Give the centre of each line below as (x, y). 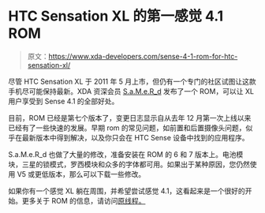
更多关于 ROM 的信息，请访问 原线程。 (84, 200)
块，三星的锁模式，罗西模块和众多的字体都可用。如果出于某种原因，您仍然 (129, 164)
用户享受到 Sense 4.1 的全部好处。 (63, 101)
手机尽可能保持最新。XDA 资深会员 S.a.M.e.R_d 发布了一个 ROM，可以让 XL (131, 91)
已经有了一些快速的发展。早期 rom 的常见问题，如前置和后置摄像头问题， (127, 128)
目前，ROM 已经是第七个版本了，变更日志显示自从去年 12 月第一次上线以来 (130, 118)
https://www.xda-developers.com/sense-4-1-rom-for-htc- (143, 56)
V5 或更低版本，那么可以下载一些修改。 (81, 174)
